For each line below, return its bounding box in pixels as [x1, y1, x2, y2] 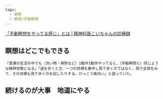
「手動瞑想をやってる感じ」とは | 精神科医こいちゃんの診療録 [5, 31, 130, 37]
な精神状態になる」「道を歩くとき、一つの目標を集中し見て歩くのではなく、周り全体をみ [5, 66, 158, 71]
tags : [5, 7, 16, 12]
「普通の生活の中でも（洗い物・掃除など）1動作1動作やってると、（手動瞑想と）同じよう [5, 61, 159, 66]
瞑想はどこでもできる [5, 47, 70, 55]
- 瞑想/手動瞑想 [9, 16, 39, 21]
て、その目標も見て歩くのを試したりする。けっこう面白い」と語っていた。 [5, 71, 134, 77]
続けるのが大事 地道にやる [5, 86, 90, 95]
